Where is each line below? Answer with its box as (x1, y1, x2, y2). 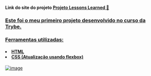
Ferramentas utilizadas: (5, 36, 64, 43)
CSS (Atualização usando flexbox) (11, 54, 83, 60)
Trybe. (5, 23, 22, 30)
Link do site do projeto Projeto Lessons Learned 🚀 (5, 4, 109, 10)
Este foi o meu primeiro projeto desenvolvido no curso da (5, 17, 146, 24)
